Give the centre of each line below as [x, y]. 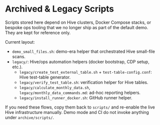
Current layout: [20, 42]
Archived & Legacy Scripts [60, 9]
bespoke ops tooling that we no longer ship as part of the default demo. [77, 27]
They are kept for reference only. [38, 32]
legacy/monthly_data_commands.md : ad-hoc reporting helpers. [80, 93]
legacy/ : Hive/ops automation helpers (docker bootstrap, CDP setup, [80, 62]
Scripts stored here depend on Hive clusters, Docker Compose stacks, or [78, 22]
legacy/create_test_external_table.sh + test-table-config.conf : [85, 72]
